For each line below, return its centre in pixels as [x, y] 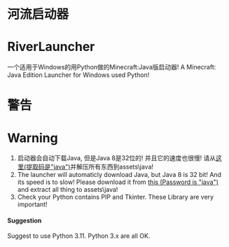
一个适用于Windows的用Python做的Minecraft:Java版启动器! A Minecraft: [112, 67]
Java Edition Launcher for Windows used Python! [78, 75]
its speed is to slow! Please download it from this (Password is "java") [118, 182]
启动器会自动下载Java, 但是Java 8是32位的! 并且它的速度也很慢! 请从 [117, 158]
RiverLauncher [51, 47]
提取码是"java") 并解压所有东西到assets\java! [90, 167]
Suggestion [25, 220]
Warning [33, 138]
